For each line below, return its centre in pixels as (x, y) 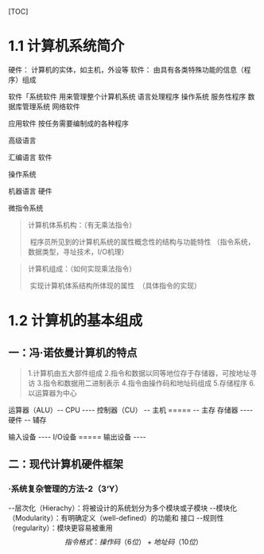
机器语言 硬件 (30, 191)
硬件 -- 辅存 (27, 419)
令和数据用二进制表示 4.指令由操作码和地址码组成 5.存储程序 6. (153, 383)
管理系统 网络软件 (51, 106)
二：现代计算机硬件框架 (66, 464)
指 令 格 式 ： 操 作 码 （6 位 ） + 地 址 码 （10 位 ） (134, 541)
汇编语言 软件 (30, 157)
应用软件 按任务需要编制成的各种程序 (68, 123)
